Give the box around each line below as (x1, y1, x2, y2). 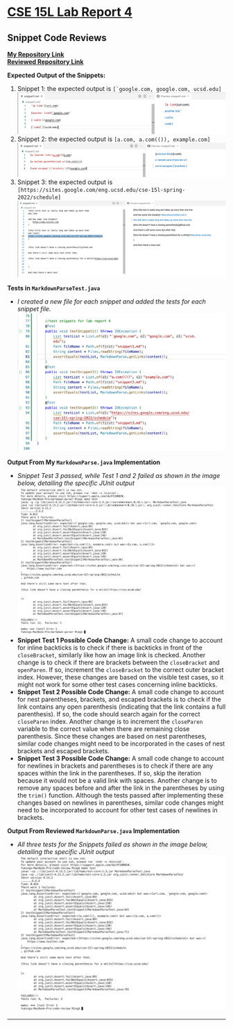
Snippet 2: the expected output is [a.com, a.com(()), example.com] (17, 135, 211, 143)
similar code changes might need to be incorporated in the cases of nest (17, 739, 225, 748)
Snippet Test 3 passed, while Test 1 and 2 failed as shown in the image (17, 472, 221, 480)
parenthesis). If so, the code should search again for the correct (17, 710, 200, 718)
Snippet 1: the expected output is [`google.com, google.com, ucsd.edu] (17, 85, 222, 92)
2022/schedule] (17, 194, 62, 201)
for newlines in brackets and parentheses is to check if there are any (17, 762, 214, 770)
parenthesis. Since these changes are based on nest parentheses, (17, 732, 207, 741)
